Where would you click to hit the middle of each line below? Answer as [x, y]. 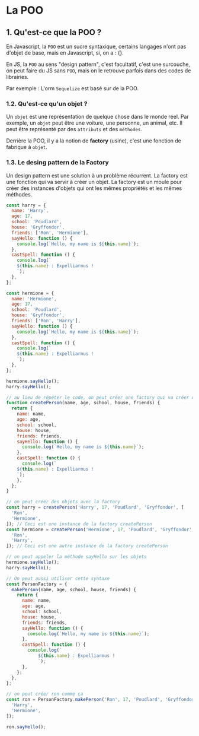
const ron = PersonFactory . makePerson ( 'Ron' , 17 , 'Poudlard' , [84, 700]
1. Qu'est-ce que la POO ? [54, 32]
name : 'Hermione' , [34, 299]
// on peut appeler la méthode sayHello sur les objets [76, 557]
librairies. [17, 77]
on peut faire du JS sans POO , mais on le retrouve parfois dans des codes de [99, 71]
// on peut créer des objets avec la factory [63, 502]
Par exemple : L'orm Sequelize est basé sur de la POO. [73, 88]
